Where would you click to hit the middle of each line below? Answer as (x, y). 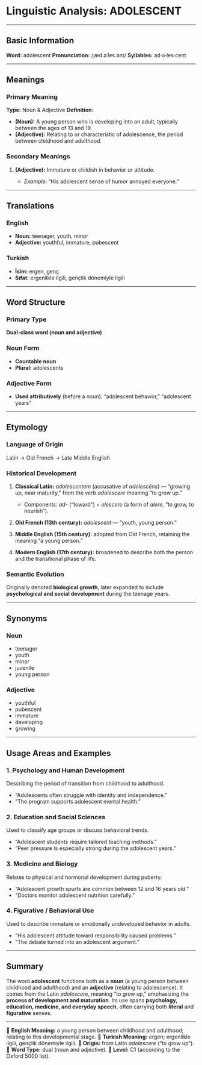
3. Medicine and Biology (42, 864)
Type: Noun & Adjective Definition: (50, 110)
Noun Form (23, 348)
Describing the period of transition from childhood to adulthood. (85, 783)
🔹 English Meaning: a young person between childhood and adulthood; (95, 1030)
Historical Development (41, 473)
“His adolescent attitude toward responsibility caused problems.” (95, 935)
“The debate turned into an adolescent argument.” (77, 942)
